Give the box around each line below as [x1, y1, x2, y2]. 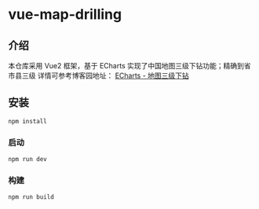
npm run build [8, 193, 55, 201]
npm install [8, 117, 47, 125]
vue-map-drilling [8, 5, 122, 24]
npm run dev [8, 156, 47, 163]
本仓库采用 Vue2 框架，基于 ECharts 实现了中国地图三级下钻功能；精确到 [8, 61, 245, 70]
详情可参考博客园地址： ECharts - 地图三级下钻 [37, 71, 190, 80]
